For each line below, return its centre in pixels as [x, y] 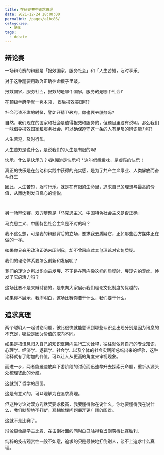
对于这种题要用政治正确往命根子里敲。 [43, 81]
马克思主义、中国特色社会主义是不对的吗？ [48, 223]
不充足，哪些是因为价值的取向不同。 [41, 334]
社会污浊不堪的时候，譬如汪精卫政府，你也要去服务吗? [60, 112]
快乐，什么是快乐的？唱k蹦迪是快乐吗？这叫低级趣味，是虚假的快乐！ [75, 160]
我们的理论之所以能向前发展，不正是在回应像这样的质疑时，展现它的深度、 [80, 271]
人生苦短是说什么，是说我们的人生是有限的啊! [51, 149]
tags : [10, 32]
